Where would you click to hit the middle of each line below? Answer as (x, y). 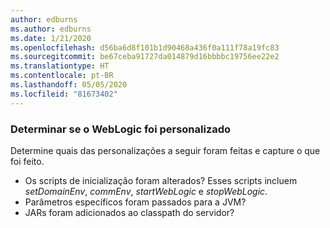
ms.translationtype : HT (60, 66)
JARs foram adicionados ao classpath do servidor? (129, 212)
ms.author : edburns (51, 29)
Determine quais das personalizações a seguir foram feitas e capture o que (165, 150)
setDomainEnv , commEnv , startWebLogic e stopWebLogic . (146, 191)
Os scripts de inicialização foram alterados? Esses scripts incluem (161, 180)
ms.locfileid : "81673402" (64, 94)
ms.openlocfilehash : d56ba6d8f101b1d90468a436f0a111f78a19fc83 (145, 47)
